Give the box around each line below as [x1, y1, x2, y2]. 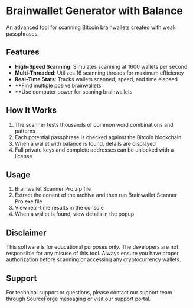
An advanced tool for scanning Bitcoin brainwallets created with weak [6, 24, 176, 31]
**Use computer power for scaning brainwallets [14, 88, 133, 95]
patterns [14, 127, 35, 134]
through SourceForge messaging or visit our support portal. [6, 295, 151, 302]
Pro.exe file [14, 198, 42, 205]
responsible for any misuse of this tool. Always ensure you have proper [6, 250, 179, 257]
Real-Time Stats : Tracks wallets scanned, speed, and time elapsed [14, 75, 178, 82]
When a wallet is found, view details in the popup [14, 210, 135, 217]
